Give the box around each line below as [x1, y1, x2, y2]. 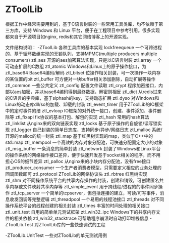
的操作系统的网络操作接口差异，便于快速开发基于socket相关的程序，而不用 [5, 152, 160, 158]
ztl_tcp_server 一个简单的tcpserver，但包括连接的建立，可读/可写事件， [11, 190, 160, 196]
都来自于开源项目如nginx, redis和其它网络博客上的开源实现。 [5, 33, 131, 39]
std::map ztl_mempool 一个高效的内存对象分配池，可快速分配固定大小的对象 [5, 139, 163, 145]
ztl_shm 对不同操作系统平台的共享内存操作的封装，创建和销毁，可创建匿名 [5, 177, 159, 183]
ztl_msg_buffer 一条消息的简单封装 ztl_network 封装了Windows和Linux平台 [5, 145, 161, 151]
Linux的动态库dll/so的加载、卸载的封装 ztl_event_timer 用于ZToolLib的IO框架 [5, 101, 164, 107]
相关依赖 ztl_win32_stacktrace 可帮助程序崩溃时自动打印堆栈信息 [14, 215, 149, 221]
